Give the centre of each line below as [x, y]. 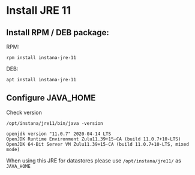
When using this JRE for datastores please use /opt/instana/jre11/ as [94, 160]
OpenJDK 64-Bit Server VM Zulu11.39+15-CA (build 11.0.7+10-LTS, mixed [97, 144]
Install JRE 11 [38, 10]
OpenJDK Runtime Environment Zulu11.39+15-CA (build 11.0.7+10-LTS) [94, 139]
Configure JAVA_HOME [51, 98]
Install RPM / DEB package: [58, 33]
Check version [24, 112]
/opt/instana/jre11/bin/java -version [55, 123]
